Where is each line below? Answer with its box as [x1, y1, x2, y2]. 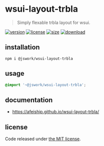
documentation [5, 96, 53, 104]
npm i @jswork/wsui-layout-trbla [5, 56, 73, 61]
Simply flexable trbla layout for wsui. [17, 20, 90, 25]
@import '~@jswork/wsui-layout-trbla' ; [5, 82, 86, 87]
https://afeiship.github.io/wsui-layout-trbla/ [12, 109, 99, 115]
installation [5, 43, 40, 52]
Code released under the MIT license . [5, 136, 81, 142]
